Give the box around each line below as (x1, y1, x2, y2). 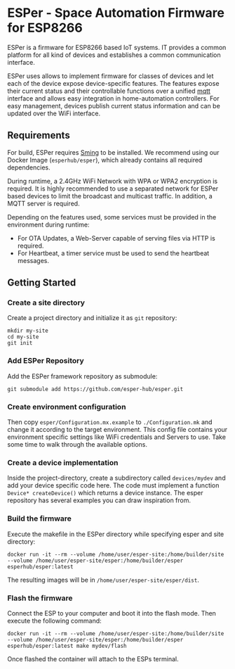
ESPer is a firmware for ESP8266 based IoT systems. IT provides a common (7, 43, 227, 51)
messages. (17, 256, 50, 265)
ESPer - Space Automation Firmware (7, 5, 224, 21)
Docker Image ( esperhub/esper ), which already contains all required (7, 155, 203, 164)
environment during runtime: (7, 220, 90, 229)
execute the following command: (7, 616, 102, 625)
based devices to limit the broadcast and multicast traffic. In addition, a (7, 191, 213, 200)
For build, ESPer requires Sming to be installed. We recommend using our (7, 148, 220, 156)
